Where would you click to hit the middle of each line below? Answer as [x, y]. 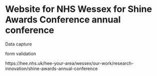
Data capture [19, 44]
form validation [21, 54]
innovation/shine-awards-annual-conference [51, 69]
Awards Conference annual [63, 20]
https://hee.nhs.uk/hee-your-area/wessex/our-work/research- [69, 63]
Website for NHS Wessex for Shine [79, 9]
